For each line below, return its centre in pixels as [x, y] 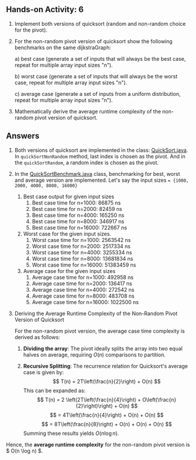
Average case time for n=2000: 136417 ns [82, 283]
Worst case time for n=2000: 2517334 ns [81, 246]
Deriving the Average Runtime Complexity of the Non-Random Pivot [96, 313]
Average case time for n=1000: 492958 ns [83, 277]
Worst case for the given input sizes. [67, 234]
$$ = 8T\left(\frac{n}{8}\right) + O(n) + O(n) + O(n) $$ [107, 424]
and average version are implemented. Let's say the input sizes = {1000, [101, 180]
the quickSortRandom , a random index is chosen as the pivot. [87, 162]
